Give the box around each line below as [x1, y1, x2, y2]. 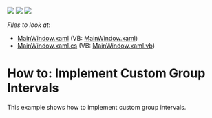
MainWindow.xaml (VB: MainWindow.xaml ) [17, 35, 138, 42]
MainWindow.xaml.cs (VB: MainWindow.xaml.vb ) [17, 41, 156, 50]
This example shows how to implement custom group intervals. [7, 103, 187, 111]
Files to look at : [7, 21, 51, 29]
